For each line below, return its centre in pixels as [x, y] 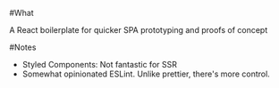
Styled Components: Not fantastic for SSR [99, 64]
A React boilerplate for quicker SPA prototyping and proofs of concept [139, 30]
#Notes [23, 47]
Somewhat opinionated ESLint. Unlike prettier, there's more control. [146, 74]
